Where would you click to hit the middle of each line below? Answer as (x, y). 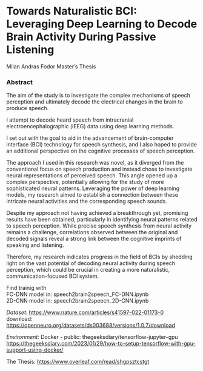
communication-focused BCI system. (53, 276)
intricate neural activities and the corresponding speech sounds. (87, 202)
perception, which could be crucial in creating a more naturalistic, (88, 270)
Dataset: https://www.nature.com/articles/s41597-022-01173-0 (85, 312)
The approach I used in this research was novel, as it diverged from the (95, 163)
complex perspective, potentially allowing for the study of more (85, 182)
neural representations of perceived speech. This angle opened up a (92, 176)
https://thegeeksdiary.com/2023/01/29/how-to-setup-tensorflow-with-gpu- (101, 344)
